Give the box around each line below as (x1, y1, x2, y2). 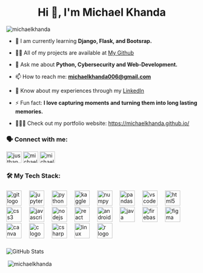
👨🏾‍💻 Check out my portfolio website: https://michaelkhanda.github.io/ (15, 120, 190, 127)
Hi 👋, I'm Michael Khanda (37, 5, 167, 19)
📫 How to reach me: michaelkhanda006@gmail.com (15, 73, 151, 80)
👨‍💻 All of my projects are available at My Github (15, 49, 135, 56)
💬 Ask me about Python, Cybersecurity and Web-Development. (15, 61, 178, 68)
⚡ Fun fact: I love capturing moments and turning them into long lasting (15, 99, 198, 106)
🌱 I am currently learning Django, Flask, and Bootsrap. (15, 37, 153, 44)
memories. (15, 107, 44, 115)
